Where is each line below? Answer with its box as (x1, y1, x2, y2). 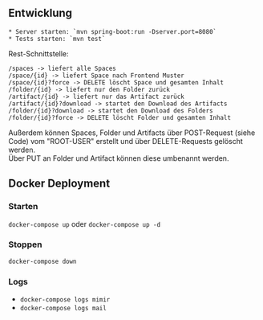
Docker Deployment (8, 177, 111, 191)
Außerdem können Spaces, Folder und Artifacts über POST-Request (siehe (8, 128, 256, 137)
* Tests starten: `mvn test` (8, 35, 106, 43)
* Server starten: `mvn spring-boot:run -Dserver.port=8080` (8, 27, 217, 35)
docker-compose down (8, 257, 78, 265)
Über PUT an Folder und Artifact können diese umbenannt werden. (8, 153, 229, 163)
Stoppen (8, 239, 42, 250)
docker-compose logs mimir (19, 296, 111, 304)
